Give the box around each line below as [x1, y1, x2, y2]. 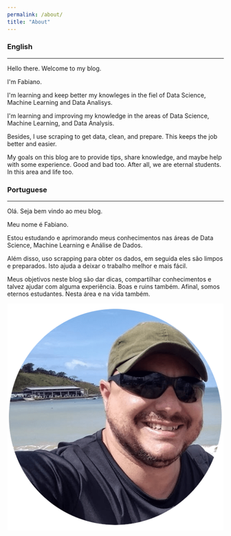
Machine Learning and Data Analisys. [7, 98, 113, 106]
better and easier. [7, 139, 57, 148]
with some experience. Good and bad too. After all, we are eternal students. [7, 160, 221, 168]
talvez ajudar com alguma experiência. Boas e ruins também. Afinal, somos [7, 283, 220, 291]
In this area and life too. [7, 168, 74, 176]
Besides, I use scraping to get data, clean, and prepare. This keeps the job [7, 132, 218, 141]
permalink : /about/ [7, 11, 63, 18]
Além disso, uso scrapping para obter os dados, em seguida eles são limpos [7, 255, 223, 263]
